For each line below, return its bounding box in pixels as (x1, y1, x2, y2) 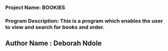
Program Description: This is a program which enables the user (5, 17, 163, 24)
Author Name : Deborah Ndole (5, 39, 102, 47)
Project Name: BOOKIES (5, 4, 66, 11)
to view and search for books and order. (5, 23, 105, 30)
